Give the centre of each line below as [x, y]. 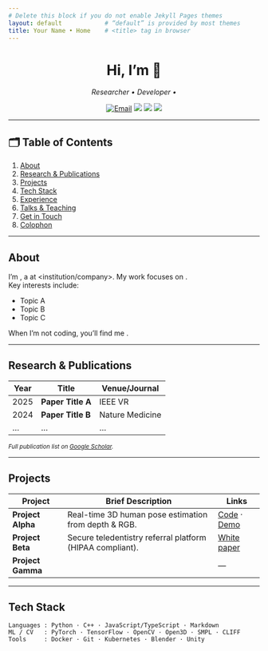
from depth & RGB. [102, 524]
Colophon [36, 225]
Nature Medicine [130, 415]
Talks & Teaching [48, 208]
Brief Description [139, 501]
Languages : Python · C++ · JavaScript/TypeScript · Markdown [114, 625]
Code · [231, 514]
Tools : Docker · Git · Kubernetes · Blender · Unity [106, 640]
